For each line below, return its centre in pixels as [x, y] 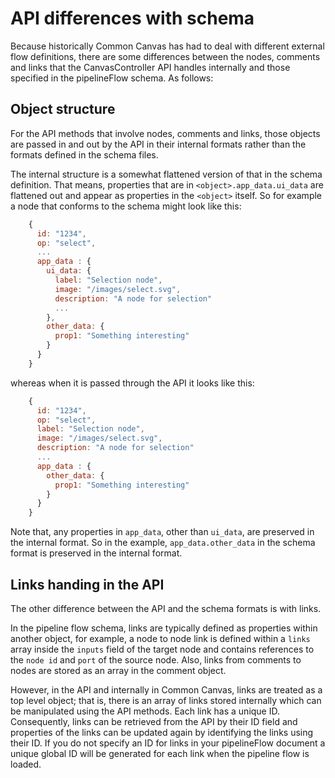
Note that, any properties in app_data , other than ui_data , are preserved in [162, 532]
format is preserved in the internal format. [96, 553]
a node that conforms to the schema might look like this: [126, 206]
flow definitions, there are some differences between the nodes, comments [165, 56]
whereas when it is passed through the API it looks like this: [132, 383]
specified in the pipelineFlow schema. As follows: [112, 78]
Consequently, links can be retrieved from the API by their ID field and [154, 721]
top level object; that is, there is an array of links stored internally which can [166, 700]
